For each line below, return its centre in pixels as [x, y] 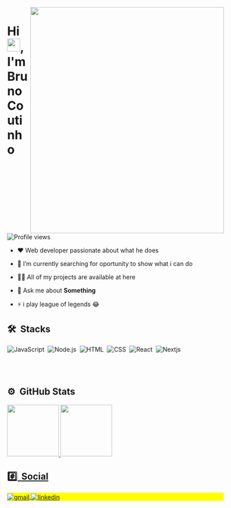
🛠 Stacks [29, 329]
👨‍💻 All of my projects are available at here [76, 277]
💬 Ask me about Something [56, 290]
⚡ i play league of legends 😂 [58, 304]
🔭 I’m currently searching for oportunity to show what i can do [105, 264]
